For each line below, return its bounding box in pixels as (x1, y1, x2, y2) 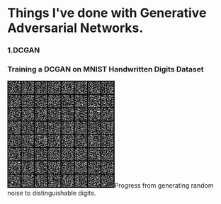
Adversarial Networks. (7, 20, 144, 36)
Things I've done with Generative (7, 5, 207, 21)
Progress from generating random (114, 181, 214, 190)
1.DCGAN (7, 45, 40, 55)
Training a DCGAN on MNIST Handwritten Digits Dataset (7, 64, 204, 74)
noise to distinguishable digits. (7, 189, 96, 198)
